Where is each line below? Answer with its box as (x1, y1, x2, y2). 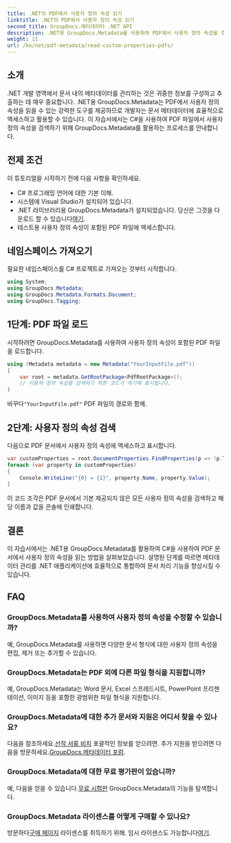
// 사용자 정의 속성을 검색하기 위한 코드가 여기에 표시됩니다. (19, 380, 171, 387)
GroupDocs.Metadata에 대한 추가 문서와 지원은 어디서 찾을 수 (7, 712, 203, 722)
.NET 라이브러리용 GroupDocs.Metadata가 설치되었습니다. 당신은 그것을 (16, 206, 213, 214)
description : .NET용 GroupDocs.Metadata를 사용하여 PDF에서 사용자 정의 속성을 (7, 29, 219, 37)
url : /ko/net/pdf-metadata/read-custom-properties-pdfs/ (7, 42, 174, 49)
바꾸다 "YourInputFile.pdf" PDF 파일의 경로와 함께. (7, 399, 147, 408)
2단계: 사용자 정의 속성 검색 (7, 421, 116, 433)
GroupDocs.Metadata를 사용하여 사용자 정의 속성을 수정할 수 (7, 613, 201, 622)
